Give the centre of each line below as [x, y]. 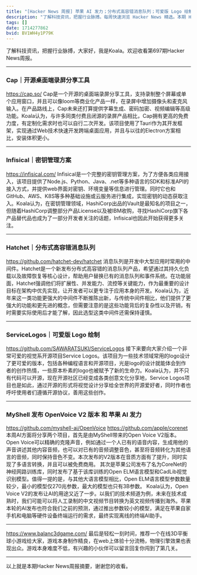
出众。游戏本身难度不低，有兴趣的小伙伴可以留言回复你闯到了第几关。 [96, 548]
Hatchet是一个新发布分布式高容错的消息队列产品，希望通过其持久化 [103, 269]
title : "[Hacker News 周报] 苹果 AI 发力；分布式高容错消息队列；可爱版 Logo [94, 11]
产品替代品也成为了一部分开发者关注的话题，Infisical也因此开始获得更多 [92, 218]
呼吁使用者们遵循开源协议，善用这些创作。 [57, 393]
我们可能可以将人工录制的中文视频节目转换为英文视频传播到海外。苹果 [106, 501]
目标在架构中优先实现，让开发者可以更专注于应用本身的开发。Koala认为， [95, 291]
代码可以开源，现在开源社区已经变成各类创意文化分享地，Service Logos [98, 378]
